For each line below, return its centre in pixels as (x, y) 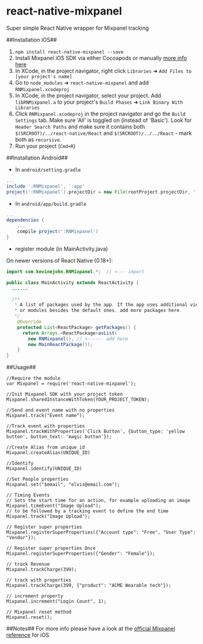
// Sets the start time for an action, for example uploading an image (98, 501)
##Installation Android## (37, 158)
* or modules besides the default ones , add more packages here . (98, 311)
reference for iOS (28, 635)
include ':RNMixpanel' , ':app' (46, 186)
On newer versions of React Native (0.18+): (60, 260)
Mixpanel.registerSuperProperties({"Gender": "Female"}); (81, 554)
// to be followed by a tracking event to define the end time (88, 511)
